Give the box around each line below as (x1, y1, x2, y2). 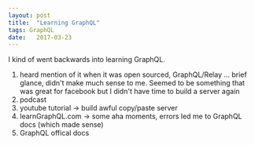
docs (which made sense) (19, 120, 104, 129)
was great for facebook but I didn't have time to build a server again (19, 87, 240, 96)
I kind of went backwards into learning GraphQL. (8, 55, 165, 64)
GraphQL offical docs (19, 129, 90, 138)
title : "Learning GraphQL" (8, 19, 101, 27)
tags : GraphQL (8, 26, 55, 34)
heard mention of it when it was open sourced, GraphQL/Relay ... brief (19, 70, 247, 79)
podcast (19, 95, 47, 104)
